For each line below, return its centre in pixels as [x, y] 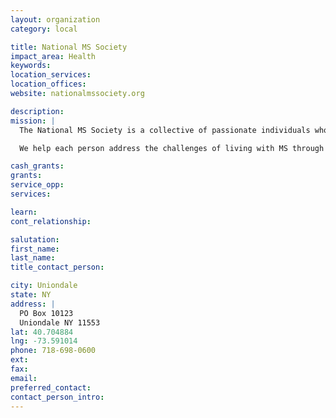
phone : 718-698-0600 [53, 351]
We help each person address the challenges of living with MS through [172, 148]
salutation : [35, 239]
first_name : [35, 249]
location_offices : [48, 84]
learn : [24, 212]
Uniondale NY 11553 [60, 322]
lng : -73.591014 [44, 341]
